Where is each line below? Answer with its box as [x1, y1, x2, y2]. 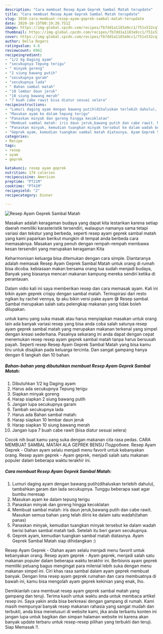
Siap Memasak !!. [5, 624, 40, 630]
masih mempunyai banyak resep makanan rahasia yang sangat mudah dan [5, 603, 154, 609]
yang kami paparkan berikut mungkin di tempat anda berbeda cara [5, 235, 139, 241]
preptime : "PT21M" [5, 179, 42, 184]
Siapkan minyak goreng [12, 391, 60, 396]
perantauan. [5, 276, 30, 282]
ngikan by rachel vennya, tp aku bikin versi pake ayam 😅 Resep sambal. [5, 296, 149, 301]
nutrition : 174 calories [5, 170, 55, 175]
